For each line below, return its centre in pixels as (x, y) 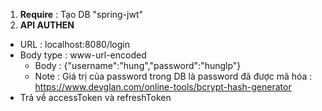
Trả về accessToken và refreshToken (95, 97)
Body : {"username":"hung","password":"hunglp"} (138, 65)
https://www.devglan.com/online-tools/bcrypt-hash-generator (163, 87)
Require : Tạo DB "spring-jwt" (81, 14)
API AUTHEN (47, 25)
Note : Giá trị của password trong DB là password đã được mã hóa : (173, 76)
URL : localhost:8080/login (74, 44)
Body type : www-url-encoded (83, 55)
